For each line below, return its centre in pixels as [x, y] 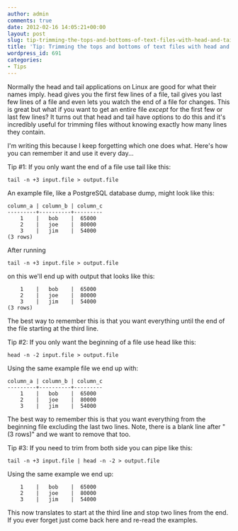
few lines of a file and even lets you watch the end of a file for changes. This [119, 102]
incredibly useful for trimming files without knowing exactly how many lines [117, 124]
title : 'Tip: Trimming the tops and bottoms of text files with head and [119, 47]
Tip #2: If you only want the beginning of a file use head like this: [102, 342]
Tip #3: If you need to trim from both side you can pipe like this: [100, 447]
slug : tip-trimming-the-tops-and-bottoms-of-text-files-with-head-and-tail [121, 40]
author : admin [28, 14]
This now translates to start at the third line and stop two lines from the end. [118, 512]
